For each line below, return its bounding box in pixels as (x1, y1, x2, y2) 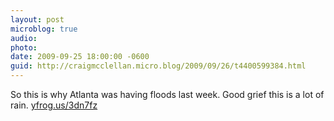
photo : (10, 42, 38, 53)
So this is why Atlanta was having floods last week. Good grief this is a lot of (10, 89, 325, 100)
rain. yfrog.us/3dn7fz (10, 99, 98, 111)
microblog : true (10, 24, 78, 34)
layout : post (10, 14, 65, 25)
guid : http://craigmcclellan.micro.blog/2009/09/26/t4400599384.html (10, 61, 307, 71)
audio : (10, 33, 38, 43)
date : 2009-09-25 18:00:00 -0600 (10, 52, 150, 62)
